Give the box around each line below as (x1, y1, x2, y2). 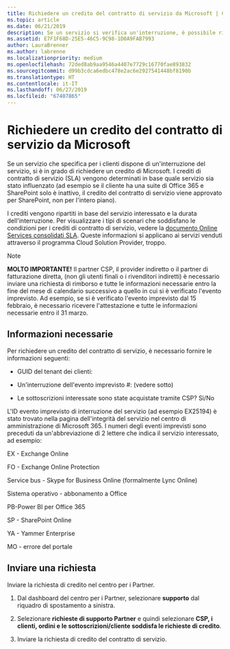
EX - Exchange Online (7, 450, 69, 458)
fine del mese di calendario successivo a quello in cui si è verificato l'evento (7, 286, 222, 295)
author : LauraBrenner (7, 42, 69, 49)
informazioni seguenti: (7, 354, 71, 362)
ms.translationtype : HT (7, 73, 75, 81)
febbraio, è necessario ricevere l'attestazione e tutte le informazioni (7, 301, 198, 309)
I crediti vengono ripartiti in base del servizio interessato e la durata (7, 209, 197, 217)
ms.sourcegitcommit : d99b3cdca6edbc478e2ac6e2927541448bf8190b (7, 67, 192, 74)
